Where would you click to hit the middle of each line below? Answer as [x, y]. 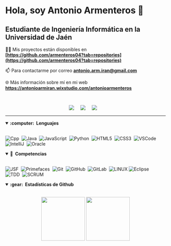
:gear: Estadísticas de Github [42, 184]
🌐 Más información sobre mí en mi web [47, 82]
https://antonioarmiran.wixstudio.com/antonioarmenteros [69, 88]
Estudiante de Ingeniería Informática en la [73, 29]
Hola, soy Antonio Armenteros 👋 [75, 10]
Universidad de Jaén [39, 37]
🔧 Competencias [28, 154]
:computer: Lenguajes [34, 123]
